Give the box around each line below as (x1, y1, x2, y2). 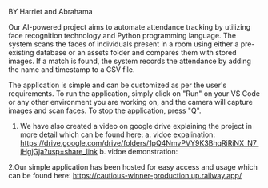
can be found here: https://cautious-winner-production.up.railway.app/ (8, 171, 242, 180)
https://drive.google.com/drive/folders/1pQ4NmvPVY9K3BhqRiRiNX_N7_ (19, 138, 259, 147)
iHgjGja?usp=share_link (19, 147, 98, 156)
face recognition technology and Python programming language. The (8, 31, 237, 40)
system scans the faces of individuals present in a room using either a (8, 39, 239, 49)
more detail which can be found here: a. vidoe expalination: (19, 130, 216, 139)
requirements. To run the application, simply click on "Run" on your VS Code (8, 89, 260, 98)
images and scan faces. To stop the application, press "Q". (8, 106, 202, 115)
